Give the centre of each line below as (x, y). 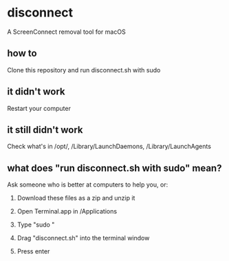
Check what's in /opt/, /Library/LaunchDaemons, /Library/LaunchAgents (109, 147)
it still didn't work (45, 130)
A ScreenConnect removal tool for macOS (66, 32)
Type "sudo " (36, 225)
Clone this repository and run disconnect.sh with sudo (84, 70)
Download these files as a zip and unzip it (76, 198)
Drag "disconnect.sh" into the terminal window (83, 238)
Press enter (33, 251)
